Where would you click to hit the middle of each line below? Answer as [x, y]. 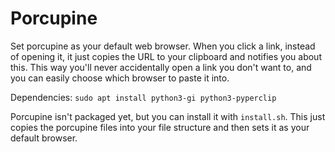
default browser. [44, 138]
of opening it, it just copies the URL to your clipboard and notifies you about [166, 56]
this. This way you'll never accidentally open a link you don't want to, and [161, 67]
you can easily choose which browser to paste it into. [120, 78]
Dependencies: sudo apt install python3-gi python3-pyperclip [143, 97]
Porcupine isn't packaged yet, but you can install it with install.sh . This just [168, 116]
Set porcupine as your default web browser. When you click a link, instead [163, 46]
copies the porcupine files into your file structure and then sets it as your [160, 127]
